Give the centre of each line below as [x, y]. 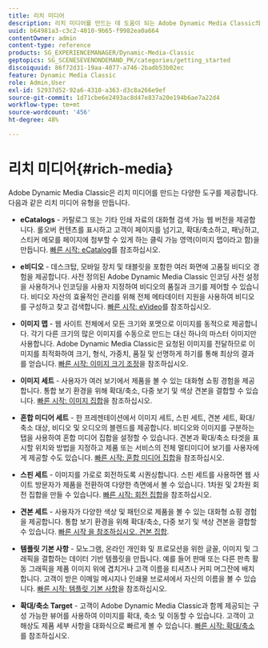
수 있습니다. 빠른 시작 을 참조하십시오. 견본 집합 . [94, 531]
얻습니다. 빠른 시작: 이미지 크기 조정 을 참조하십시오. [108, 363]
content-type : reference [50, 46]
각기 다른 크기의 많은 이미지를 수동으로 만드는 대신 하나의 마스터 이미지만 [144, 334]
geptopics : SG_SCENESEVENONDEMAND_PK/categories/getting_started [119, 61]
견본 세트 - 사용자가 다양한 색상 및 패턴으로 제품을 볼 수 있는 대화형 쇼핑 [131, 511]
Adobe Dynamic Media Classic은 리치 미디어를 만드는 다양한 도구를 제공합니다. [133, 192]
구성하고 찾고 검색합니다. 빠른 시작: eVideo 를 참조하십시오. [120, 306]
